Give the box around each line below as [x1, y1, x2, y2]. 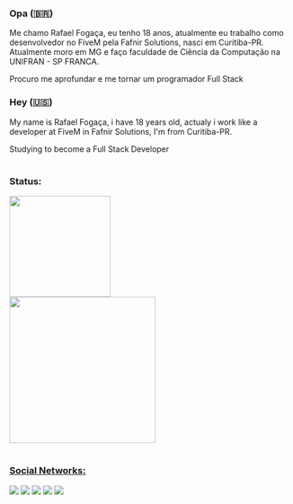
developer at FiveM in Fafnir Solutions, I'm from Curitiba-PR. [9, 126, 233, 137]
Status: [9, 174, 42, 187]
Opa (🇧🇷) [9, 7, 54, 20]
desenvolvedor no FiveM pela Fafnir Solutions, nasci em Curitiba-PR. [9, 37, 264, 48]
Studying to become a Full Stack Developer [9, 143, 170, 155]
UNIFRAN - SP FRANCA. [9, 57, 100, 67]
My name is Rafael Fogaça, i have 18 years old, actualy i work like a [9, 116, 258, 128]
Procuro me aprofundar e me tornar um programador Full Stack [9, 74, 244, 84]
